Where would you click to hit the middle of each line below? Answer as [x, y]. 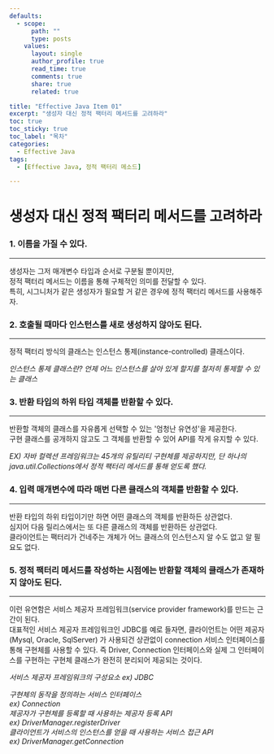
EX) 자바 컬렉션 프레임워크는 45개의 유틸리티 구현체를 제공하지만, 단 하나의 [128, 456]
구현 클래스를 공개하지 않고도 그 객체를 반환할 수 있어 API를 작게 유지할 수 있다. [134, 439]
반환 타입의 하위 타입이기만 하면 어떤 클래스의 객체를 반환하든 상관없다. [121, 516]
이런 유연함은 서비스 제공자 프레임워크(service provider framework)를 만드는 [132, 609]
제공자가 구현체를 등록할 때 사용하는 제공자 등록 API [91, 713]
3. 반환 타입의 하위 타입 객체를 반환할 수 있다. [91, 402]
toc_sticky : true [39, 129]
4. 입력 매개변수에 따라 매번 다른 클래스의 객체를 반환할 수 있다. [124, 490]
